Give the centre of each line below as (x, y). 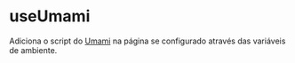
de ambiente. (33, 50)
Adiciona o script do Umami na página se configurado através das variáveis (147, 41)
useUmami (50, 16)
